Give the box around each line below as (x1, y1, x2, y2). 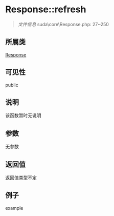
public (5, 82, 19, 88)
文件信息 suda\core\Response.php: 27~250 (17, 21, 109, 27)
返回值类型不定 (5, 174, 37, 181)
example (5, 205, 24, 211)
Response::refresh (5, 4, 86, 15)
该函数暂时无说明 (5, 112, 41, 119)
